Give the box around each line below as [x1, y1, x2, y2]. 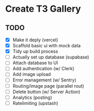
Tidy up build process [12, 48, 58, 54]
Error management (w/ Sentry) [12, 77, 77, 83]
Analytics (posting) [12, 94, 52, 100]
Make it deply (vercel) [12, 37, 58, 43]
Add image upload [12, 71, 51, 77]
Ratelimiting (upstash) [12, 100, 59, 106]
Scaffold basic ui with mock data [12, 43, 81, 49]
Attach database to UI [12, 60, 58, 66]
